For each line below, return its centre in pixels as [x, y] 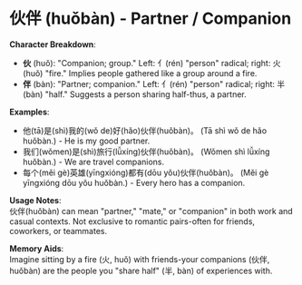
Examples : [29, 112]
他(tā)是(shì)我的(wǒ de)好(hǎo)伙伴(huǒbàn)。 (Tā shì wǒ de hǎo [145, 130]
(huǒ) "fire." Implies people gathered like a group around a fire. [140, 73]
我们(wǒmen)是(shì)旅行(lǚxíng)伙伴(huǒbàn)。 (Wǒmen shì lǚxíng [146, 152]
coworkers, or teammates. [58, 231]
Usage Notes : [35, 200]
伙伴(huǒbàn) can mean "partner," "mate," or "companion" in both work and [151, 211]
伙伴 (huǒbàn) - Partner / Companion [151, 19]
